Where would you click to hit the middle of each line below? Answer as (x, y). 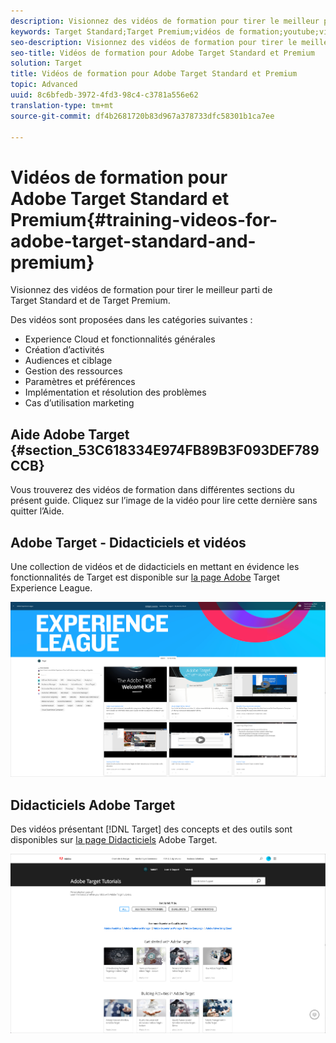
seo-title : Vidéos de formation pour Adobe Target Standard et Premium (162, 53)
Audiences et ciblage (68, 361)
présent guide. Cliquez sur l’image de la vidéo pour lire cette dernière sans (164, 501)
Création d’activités (64, 350)
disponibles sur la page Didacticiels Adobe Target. (114, 840)
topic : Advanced (44, 85)
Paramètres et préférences (80, 382)
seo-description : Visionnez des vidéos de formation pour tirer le (154, 42)
